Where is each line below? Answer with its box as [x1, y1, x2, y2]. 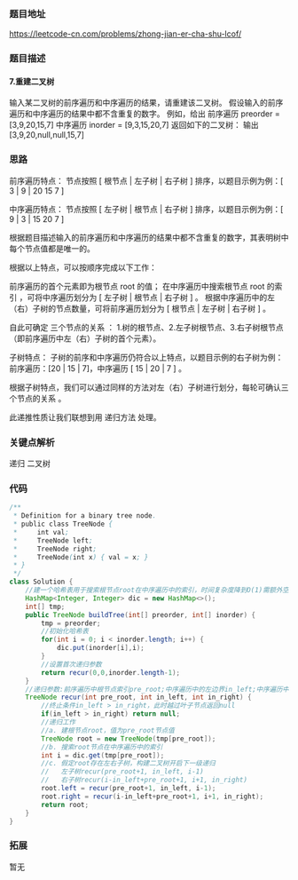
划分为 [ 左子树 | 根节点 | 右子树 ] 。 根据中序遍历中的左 [73, 291, 275, 303]
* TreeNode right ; [12, 544, 98, 553]
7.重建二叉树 [9, 75, 55, 86]
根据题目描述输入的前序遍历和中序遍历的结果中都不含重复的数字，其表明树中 [9, 232, 289, 242]
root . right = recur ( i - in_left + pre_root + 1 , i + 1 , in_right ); [41, 792, 264, 801]
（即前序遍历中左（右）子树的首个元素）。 [9, 333, 161, 344]
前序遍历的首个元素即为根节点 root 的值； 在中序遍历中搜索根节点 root [9, 281, 265, 291]
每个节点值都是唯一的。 [9, 242, 95, 254]
